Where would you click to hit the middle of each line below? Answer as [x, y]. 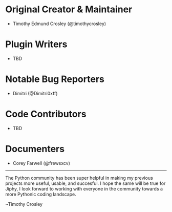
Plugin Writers [36, 44]
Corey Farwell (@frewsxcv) [41, 163]
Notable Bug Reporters [55, 79]
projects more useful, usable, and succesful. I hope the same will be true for [85, 183]
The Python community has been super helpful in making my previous [79, 178]
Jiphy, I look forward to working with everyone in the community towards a [84, 188]
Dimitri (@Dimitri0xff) [35, 93]
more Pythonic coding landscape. [41, 194]
